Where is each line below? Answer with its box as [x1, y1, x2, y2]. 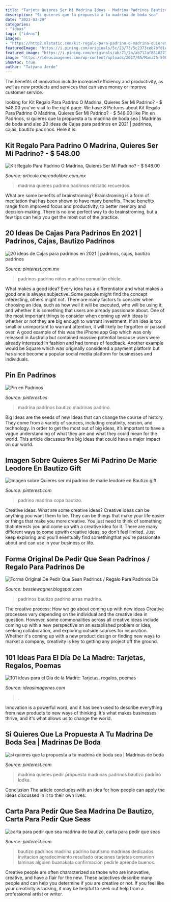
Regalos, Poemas [5, 661, 62, 670]
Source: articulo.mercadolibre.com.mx [5, 172, 86, 179]
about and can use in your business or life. [5, 540, 95, 546]
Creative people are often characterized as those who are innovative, [5, 869, 150, 875]
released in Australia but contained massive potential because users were [5, 334, 160, 340]
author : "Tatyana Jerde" [5, 64, 58, 69]
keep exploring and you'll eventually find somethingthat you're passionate [5, 534, 160, 540]
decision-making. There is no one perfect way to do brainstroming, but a [5, 208, 158, 215]
